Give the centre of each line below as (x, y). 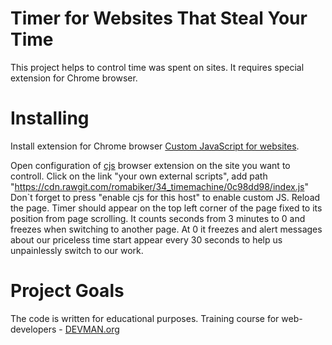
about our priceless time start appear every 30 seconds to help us (146, 239)
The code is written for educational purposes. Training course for (145, 318)
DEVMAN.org (92, 329)
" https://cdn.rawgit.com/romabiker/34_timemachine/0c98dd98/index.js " (159, 186)
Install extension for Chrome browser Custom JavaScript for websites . (155, 146)
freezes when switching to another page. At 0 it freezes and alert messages (166, 229)
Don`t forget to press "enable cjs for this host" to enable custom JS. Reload (165, 197)
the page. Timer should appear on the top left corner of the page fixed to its (166, 208)
